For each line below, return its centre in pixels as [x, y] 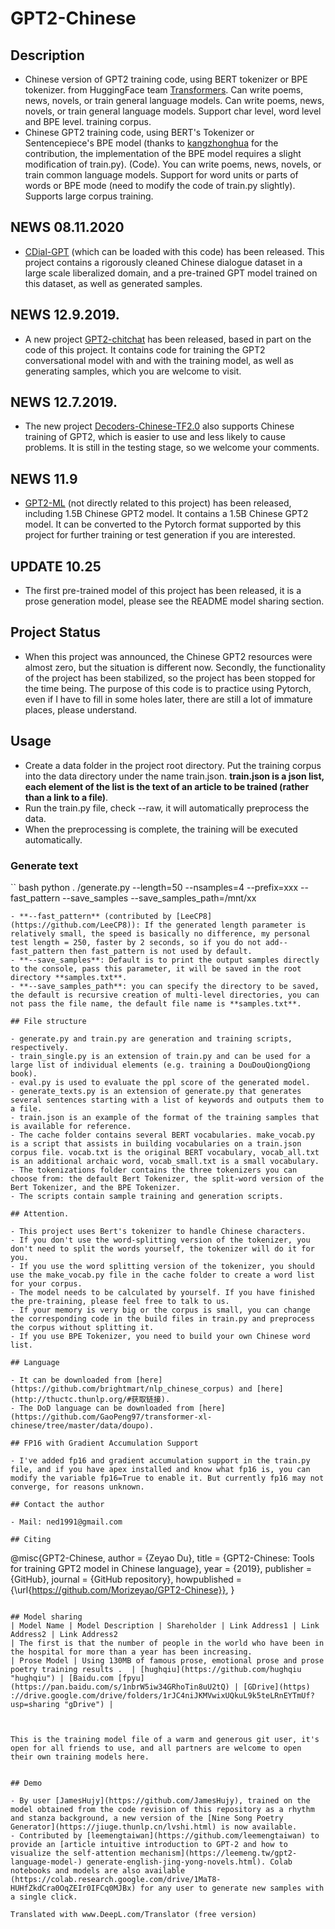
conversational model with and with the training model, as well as [159, 360]
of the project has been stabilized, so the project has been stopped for [170, 678]
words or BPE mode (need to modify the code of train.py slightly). [160, 185]
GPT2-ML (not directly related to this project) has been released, [158, 503]
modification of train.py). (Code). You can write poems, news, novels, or [173, 164]
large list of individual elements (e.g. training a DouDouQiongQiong [160, 1065]
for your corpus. [46, 1283]
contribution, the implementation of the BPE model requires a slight [163, 153]
